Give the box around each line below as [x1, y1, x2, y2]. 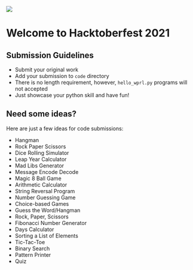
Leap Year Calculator [14, 155, 67, 163]
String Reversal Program [14, 187, 75, 194]
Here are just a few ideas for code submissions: [6, 125, 124, 132]
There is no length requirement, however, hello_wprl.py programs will [14, 79, 188, 86]
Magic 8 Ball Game [14, 175, 62, 182]
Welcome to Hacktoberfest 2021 [6, 26, 170, 40]
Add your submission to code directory [14, 73, 109, 79]
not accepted [14, 85, 48, 92]
